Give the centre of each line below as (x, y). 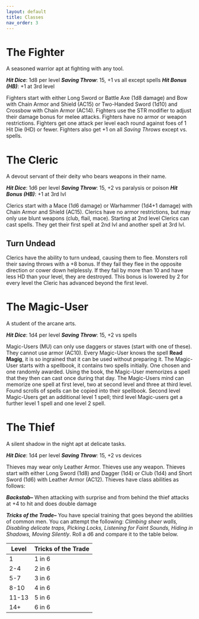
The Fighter (35, 52)
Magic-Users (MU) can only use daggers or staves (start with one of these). (99, 346)
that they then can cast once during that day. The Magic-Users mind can (95, 378)
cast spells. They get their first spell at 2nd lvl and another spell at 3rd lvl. (96, 225)
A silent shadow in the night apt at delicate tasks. (66, 444)
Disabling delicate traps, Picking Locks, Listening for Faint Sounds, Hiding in (99, 527)
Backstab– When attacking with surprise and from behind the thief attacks (97, 497)
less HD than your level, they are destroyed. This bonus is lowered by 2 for (97, 276)
